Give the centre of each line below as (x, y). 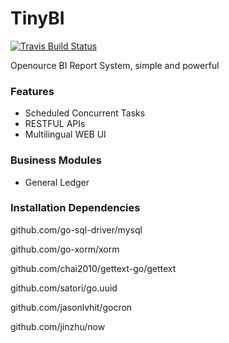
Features (32, 91)
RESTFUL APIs (55, 124)
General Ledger (57, 182)
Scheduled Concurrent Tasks (85, 113)
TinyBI (37, 18)
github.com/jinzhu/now (58, 326)
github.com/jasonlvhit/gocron (71, 307)
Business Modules (56, 160)
